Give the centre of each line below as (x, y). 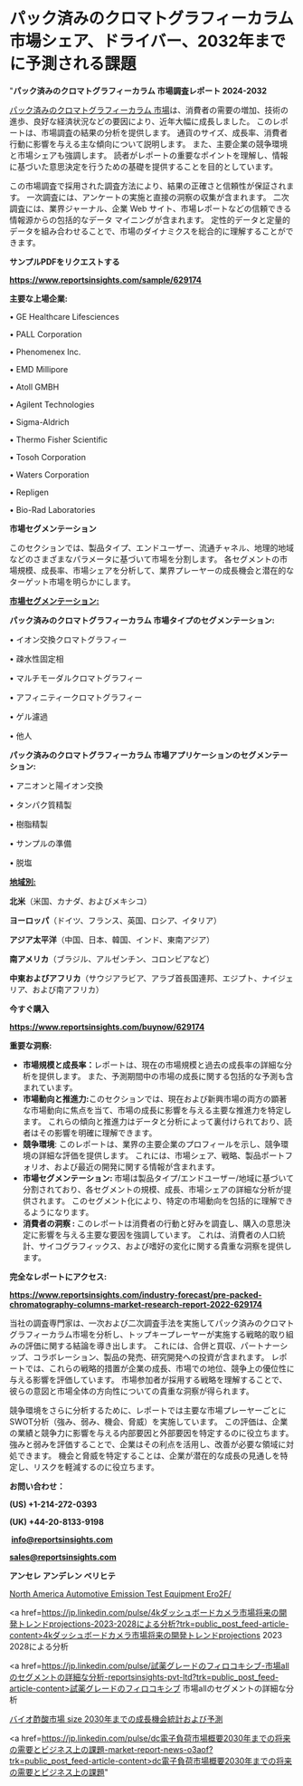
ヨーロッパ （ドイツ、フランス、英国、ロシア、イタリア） (115, 920)
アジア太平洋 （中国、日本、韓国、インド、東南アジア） (112, 940)
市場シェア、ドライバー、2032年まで (148, 41)
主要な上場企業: (38, 298)
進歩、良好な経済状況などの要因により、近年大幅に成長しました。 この (141, 121)
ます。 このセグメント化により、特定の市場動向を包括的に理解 (162, 1201)
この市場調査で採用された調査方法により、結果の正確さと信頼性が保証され (148, 186)
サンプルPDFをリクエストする (65, 261)
